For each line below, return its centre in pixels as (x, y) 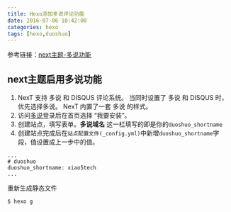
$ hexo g (20, 202)
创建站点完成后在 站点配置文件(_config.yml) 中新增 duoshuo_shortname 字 (118, 133)
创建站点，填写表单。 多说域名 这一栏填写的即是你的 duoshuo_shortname (120, 124)
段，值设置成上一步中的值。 (58, 142)
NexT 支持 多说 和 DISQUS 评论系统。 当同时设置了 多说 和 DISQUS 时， (123, 98)
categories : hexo (33, 27)
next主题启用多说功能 (55, 79)
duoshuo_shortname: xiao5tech (52, 168)
